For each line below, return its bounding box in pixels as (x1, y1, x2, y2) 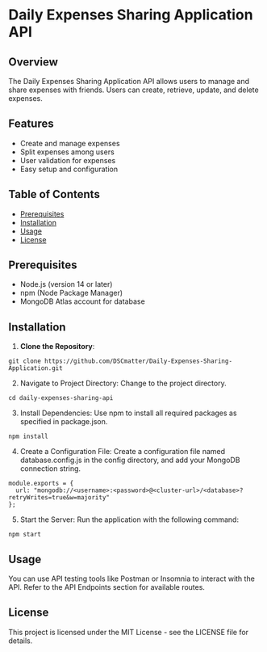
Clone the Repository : (19, 342, 95, 351)
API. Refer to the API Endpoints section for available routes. (8, 583, 206, 592)
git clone (8, 357, 42, 365)
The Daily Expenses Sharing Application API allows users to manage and (8, 77, 250, 86)
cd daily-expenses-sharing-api (8, 394, 114, 402)
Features (8, 117, 54, 131)
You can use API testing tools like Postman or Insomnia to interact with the (8, 574, 256, 583)
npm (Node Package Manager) (19, 288, 123, 298)
